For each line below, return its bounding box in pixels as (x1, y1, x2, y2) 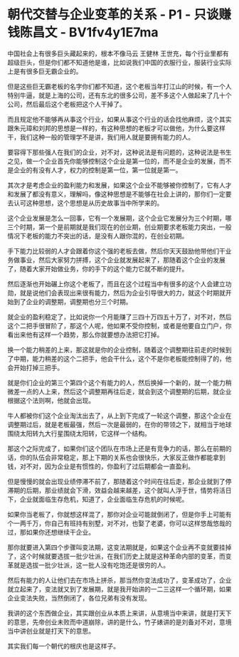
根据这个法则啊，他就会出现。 (7, 396, 95, 404)
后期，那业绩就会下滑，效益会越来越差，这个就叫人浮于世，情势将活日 (26, 485, 232, 495)
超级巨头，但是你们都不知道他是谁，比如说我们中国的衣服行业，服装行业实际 (7, 58, 232, 66)
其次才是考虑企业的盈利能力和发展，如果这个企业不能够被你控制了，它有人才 (7, 181, 232, 189)
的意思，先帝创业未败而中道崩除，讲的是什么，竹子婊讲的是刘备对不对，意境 (7, 617, 232, 626)
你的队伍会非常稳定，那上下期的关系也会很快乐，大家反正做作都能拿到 (19, 453, 225, 461)
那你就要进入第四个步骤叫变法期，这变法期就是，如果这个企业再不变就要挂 (7, 542, 225, 552)
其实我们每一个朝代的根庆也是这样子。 (7, 641, 119, 650)
